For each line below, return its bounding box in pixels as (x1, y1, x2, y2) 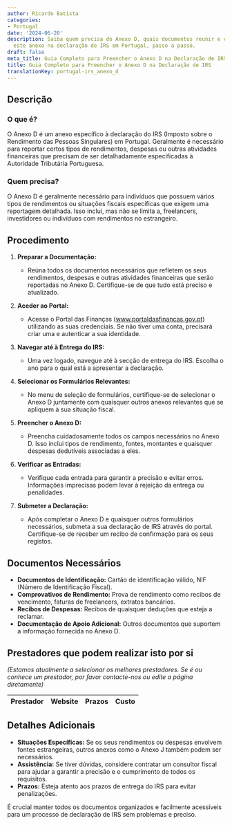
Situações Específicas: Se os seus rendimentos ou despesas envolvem (17, 738, 222, 746)
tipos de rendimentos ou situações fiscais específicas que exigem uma (7, 200, 209, 208)
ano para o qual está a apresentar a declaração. (27, 364, 164, 372)
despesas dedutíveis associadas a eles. (27, 447, 141, 455)
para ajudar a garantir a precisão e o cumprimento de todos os (17, 767, 195, 775)
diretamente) (7, 680, 44, 688)
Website (50, 696, 79, 706)
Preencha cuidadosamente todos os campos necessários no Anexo (27, 432, 220, 441)
